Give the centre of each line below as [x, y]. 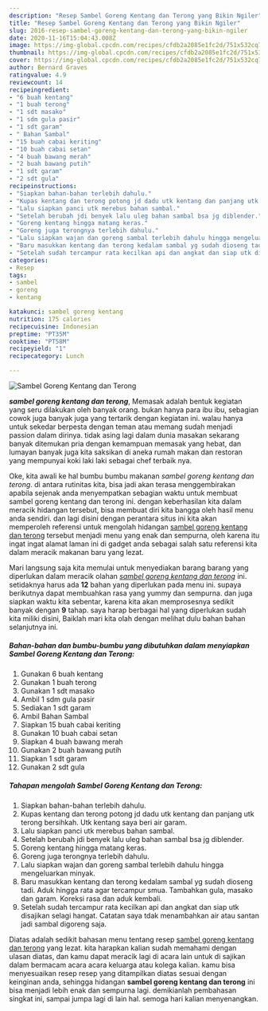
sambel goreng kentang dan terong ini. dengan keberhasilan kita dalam [125, 502]
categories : [29, 260]
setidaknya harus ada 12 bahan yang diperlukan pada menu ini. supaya [125, 584]
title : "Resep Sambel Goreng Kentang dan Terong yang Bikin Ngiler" [125, 23]
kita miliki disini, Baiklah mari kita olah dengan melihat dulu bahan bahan [127, 618]
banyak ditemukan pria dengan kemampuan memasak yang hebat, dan [125, 444]
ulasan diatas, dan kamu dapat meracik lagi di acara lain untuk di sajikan [127, 956]
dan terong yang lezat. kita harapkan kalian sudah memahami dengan [123, 948]
